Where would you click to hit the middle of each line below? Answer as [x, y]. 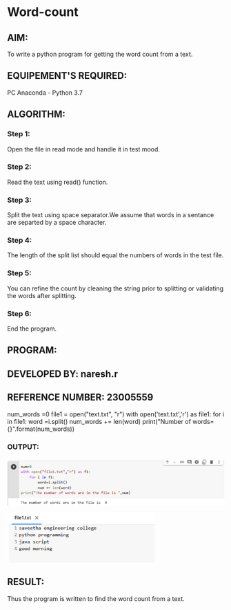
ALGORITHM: [36, 114]
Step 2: [20, 167]
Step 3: [20, 200]
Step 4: [20, 241]
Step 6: [20, 313]
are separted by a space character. [57, 223]
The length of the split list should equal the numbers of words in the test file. [115, 255]
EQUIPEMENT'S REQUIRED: [67, 76]
